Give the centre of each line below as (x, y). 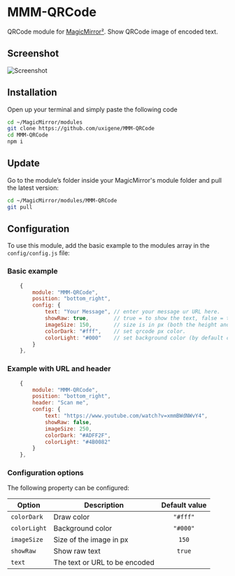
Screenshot (33, 54)
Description (104, 505)
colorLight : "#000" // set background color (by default (134, 338)
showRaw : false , (68, 422)
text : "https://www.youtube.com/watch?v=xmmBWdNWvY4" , (126, 416)
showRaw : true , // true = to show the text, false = (134, 318)
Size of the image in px (91, 540)
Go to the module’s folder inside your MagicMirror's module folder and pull (115, 180)
